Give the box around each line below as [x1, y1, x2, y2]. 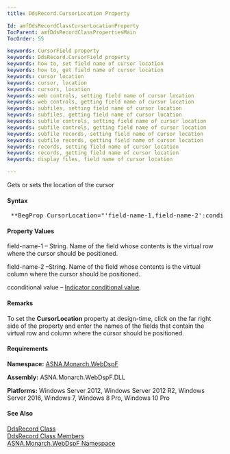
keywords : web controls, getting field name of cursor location [7, 99, 194, 106]
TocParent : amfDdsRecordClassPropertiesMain [7, 29, 136, 36]
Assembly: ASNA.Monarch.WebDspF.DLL [7, 373, 125, 381]
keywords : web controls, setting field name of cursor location [7, 92, 194, 99]
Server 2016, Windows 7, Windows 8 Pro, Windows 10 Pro [7, 394, 170, 402]
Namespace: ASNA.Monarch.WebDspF [7, 359, 118, 368]
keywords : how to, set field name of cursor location [7, 60, 164, 67]
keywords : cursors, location [7, 86, 90, 93]
